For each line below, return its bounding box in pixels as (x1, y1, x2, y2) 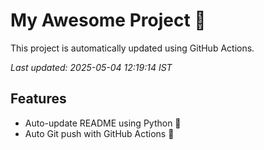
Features (10, 90, 67, 108)
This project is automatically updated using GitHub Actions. (10, 42, 255, 54)
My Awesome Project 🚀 (10, 9, 207, 32)
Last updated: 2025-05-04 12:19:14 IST (10, 61, 173, 73)
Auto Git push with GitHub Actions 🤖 (24, 127, 175, 139)
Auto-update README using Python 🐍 (24, 117, 182, 129)
